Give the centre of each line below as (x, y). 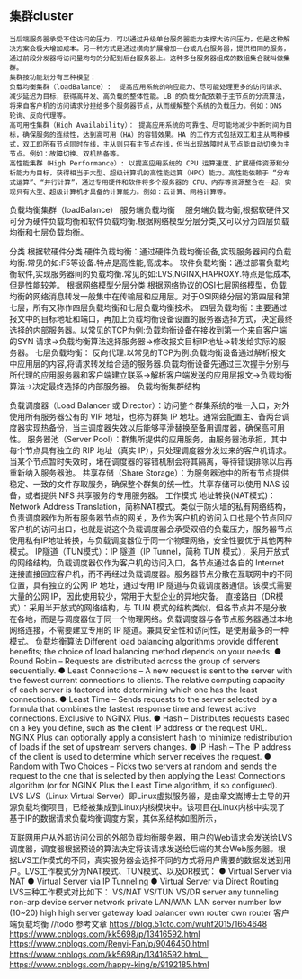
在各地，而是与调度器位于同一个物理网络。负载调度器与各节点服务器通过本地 (151, 619)
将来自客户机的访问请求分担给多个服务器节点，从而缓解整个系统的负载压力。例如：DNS (146, 106)
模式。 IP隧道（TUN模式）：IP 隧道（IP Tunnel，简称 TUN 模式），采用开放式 (150, 551)
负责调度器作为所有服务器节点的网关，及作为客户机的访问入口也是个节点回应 (151, 517)
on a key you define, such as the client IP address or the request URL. (138, 727)
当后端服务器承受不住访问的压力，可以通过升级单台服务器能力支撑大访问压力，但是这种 (147, 39)
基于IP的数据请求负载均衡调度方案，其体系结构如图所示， (115, 818)
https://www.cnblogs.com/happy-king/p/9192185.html (109, 964)
